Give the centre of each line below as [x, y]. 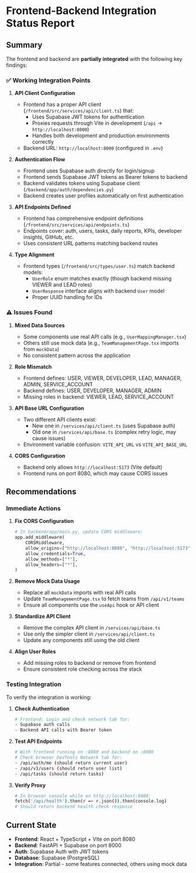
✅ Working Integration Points [48, 80]
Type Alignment [34, 255]
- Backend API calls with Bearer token [63, 730]
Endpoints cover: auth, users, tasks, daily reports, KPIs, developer [103, 231]
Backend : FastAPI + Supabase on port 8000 [68, 845]
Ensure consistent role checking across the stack [82, 669]
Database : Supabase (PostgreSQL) [57, 858]
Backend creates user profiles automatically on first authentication [103, 196]
